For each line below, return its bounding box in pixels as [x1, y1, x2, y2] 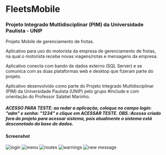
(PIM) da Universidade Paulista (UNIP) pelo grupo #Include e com [5, 88, 139, 95]
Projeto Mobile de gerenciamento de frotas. [5, 39, 94, 45]
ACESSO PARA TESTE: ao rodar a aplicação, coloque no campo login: [5, 105, 152, 111]
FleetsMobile [5, 3, 60, 15]
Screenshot [5, 133, 30, 139]
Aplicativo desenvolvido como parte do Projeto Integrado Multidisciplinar [5, 83, 154, 89]
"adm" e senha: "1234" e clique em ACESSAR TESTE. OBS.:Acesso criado [5, 110, 161, 116]
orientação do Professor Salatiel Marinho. [5, 94, 90, 100]
